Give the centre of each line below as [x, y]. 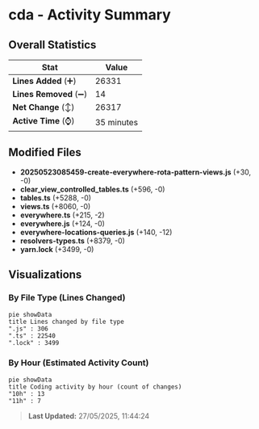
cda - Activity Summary [90, 15]
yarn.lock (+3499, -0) [57, 249]
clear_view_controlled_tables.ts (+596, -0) [92, 189]
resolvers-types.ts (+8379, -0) [72, 241]
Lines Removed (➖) [50, 94]
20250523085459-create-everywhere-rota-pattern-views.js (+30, [136, 172]
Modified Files [45, 152]
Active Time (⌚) [44, 121]
